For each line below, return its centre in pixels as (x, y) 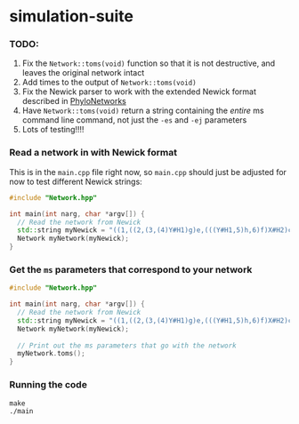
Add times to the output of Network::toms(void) (109, 83)
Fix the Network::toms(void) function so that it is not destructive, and (149, 63)
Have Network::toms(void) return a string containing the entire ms (143, 111)
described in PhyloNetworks (74, 101)
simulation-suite (72, 16)
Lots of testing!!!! (53, 130)
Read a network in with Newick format (93, 153)
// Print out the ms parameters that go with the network (127, 345)
